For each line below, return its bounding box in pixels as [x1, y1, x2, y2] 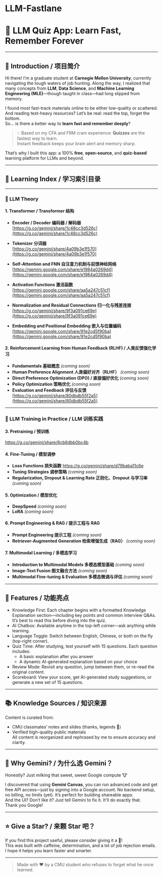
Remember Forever [5, 35, 84, 47]
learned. [16, 867, 34, 873]
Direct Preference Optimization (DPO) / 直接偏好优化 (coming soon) [12, 375, 149, 381]
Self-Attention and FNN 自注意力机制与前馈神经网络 [12, 261, 116, 267]
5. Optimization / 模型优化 [5, 492, 57, 498]
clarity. [12, 739, 26, 745]
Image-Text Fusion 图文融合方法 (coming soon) [12, 568, 108, 574]
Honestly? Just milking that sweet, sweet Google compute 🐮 [5, 772, 128, 778]
